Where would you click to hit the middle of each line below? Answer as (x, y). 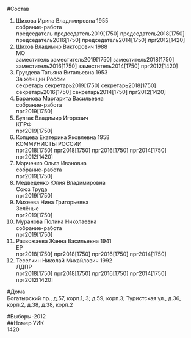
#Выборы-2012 (27, 316)
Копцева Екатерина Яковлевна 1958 (63, 137)
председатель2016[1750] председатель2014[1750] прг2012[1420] (100, 40)
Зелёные (27, 209)
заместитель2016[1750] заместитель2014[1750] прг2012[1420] (97, 66)
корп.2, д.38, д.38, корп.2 (40, 305)
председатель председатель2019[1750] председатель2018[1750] (100, 34)
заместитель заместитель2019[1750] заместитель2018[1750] (95, 59)
